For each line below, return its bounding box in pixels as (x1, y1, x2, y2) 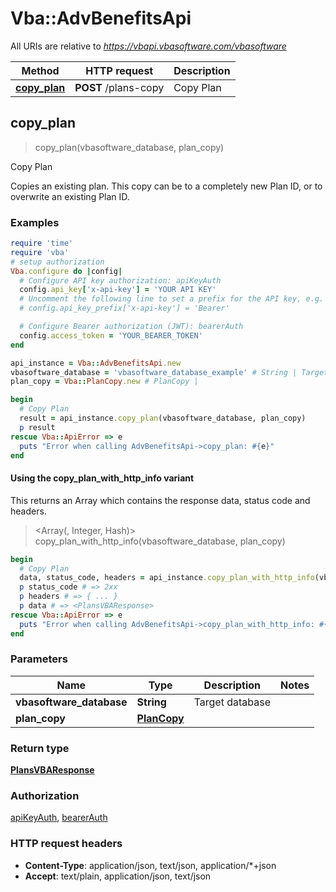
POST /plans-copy (74, 80, 165, 94)
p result (19, 422, 56, 432)
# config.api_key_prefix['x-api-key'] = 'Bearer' (19, 303, 230, 314)
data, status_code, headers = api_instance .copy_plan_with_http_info (19, 573, 315, 583)
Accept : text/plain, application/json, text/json (24, 870, 212, 882)
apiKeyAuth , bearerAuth (10, 812, 108, 824)
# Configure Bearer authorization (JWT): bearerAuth (19, 322, 244, 332)
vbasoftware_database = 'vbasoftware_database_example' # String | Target (10, 367, 329, 377)
